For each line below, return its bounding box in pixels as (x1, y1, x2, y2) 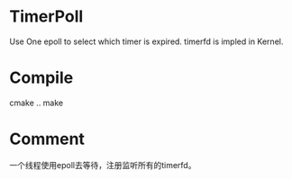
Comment (9, 129, 86, 149)
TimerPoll (9, 6, 84, 27)
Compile (9, 67, 74, 88)
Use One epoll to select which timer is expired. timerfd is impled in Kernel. (9, 36, 284, 47)
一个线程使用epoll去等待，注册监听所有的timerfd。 (9, 159, 196, 170)
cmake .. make (9, 97, 64, 108)
